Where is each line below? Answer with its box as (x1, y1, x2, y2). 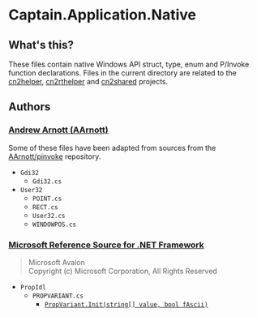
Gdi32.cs (32, 177, 62, 186)
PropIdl (19, 283, 46, 291)
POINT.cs (32, 195, 62, 203)
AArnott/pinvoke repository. (8, 152, 101, 161)
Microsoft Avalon (28, 257, 85, 267)
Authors (8, 100, 51, 114)
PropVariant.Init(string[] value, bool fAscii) (44, 300, 208, 309)
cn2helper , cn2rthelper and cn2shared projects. (8, 77, 169, 86)
